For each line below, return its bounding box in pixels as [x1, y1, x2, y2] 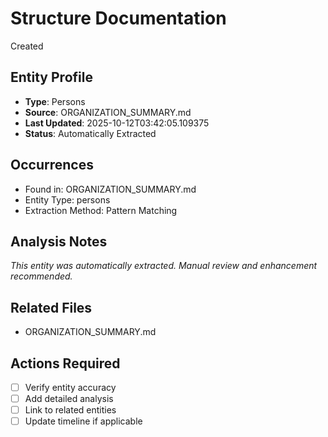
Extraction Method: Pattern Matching [24, 204, 178, 216]
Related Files [10, 299, 93, 316]
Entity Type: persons [24, 193, 111, 206]
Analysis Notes [10, 233, 108, 250]
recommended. [10, 270, 73, 282]
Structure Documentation [10, 7, 227, 30]
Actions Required [10, 355, 121, 372]
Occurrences [10, 157, 94, 174]
